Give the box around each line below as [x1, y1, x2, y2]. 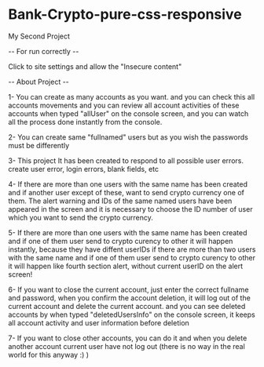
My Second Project [8, 31, 71, 41]
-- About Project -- [8, 77, 69, 86]
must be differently [8, 140, 70, 150]
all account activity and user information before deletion [8, 318, 190, 327]
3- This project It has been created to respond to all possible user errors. [8, 155, 244, 165]
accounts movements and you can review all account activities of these [8, 100, 240, 110]
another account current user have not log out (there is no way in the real [8, 341, 245, 351]
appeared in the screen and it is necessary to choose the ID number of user [8, 204, 253, 213]
